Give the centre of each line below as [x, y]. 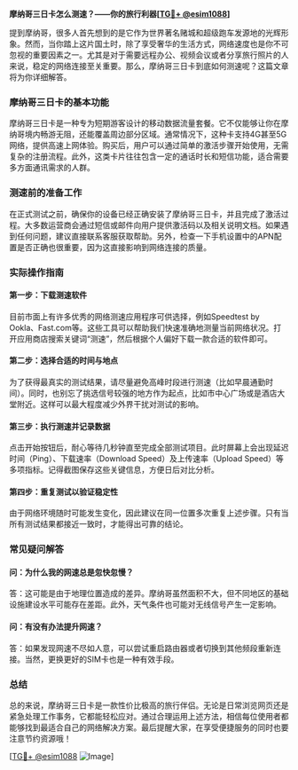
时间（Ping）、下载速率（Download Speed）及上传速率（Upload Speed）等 [146, 459]
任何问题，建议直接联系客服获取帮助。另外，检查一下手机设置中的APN [145, 236]
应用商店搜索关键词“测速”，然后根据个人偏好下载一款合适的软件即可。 [145, 338]
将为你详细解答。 [40, 77]
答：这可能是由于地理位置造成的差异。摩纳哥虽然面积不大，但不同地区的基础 [149, 593]
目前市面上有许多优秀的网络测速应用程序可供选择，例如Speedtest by [134, 316]
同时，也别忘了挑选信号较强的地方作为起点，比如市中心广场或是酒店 [153, 393]
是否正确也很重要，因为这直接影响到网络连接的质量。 [114, 247]
